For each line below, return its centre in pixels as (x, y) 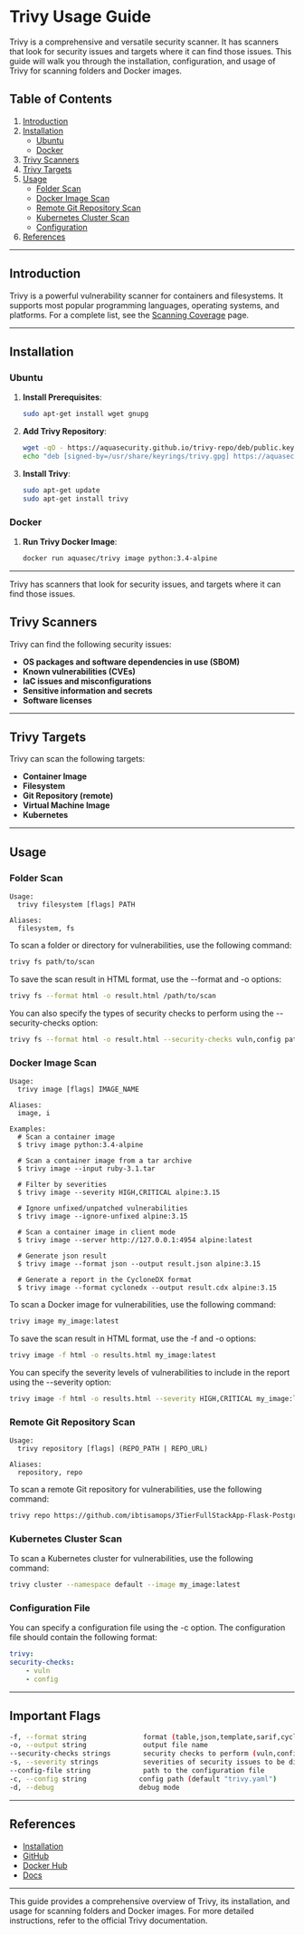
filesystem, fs (46, 929)
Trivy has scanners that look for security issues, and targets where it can (145, 584)
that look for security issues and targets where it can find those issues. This (151, 51)
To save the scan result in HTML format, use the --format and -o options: (146, 979)
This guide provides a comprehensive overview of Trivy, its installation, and (150, 1901)
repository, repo (50, 1472)
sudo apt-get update (61, 490)
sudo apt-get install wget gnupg (85, 414)
